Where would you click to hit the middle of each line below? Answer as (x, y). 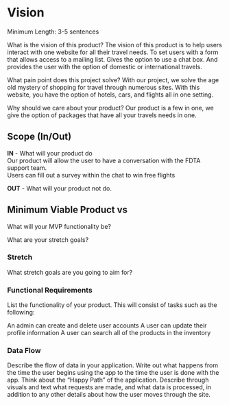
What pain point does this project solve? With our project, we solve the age (113, 79)
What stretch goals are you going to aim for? (70, 272)
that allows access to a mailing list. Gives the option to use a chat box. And (112, 59)
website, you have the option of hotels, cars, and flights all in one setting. (110, 95)
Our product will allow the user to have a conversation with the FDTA (104, 160)
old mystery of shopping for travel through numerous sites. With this (104, 87)
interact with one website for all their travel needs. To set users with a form (113, 52)
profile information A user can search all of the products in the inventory (109, 333)
